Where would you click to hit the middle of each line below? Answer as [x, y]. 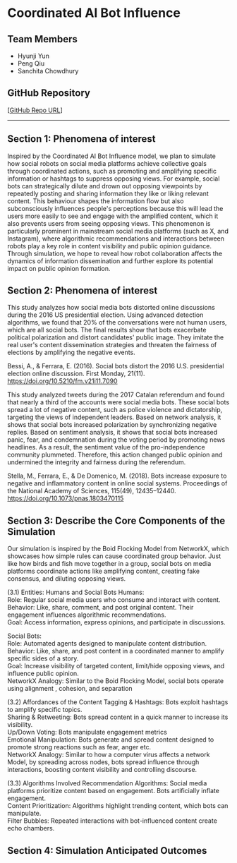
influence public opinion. [43, 674]
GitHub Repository [49, 93]
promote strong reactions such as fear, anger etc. [79, 747]
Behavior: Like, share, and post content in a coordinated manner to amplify [116, 651]
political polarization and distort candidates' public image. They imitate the [116, 337]
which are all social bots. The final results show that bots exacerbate [107, 330]
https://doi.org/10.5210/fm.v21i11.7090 [62, 381]
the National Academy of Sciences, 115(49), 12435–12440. [92, 491]
